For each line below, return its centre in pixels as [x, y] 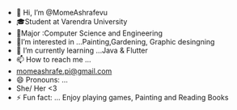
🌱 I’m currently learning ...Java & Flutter [82, 50]
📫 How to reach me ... [53, 59]
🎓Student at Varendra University [72, 21]
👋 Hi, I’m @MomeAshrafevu [61, 13]
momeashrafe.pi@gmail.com [64, 71]
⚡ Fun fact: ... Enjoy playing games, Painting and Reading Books [122, 97]
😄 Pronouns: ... [42, 80]
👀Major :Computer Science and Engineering [89, 33]
